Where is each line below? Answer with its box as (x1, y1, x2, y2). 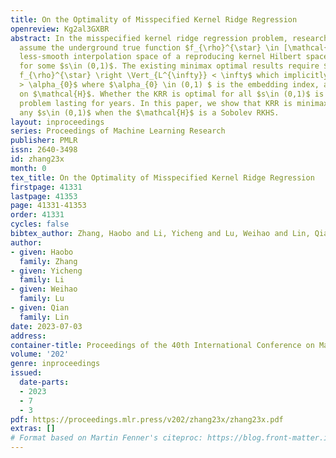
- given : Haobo (10, 247, 74, 257)
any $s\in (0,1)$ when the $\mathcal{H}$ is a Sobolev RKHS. (19, 107, 280, 118)
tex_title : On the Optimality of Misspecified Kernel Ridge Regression (10, 172, 315, 183)
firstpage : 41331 (10, 182, 83, 192)
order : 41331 (10, 210, 65, 220)
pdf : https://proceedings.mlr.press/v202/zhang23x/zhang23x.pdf (10, 414, 284, 425)
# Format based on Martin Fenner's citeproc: (10, 433, 203, 443)
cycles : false (10, 219, 70, 230)
